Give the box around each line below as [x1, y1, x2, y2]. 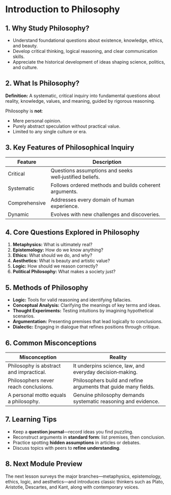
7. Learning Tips [5, 415, 57, 424]
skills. [12, 53, 25, 60]
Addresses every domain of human [50, 196, 135, 203]
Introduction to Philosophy [5, 4, 121, 15]
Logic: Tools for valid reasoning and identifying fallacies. [12, 297, 132, 303]
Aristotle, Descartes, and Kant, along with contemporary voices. [5, 484, 139, 490]
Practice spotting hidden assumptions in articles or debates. [12, 439, 141, 446]
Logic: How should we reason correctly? [12, 263, 98, 269]
